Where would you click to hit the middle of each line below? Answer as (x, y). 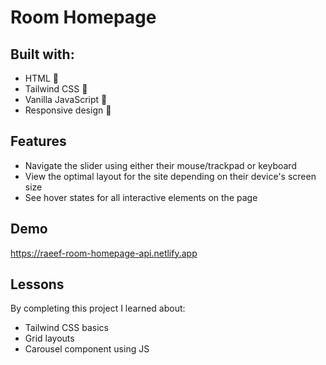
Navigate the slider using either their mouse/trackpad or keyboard (160, 165)
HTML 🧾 (41, 78)
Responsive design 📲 (68, 110)
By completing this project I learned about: (98, 308)
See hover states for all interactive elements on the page (141, 197)
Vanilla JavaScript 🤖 (66, 99)
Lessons (37, 284)
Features (38, 141)
